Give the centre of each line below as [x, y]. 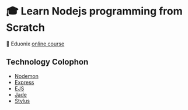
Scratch [25, 28]
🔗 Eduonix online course [35, 44]
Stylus [22, 101]
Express [24, 82]
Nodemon [27, 76]
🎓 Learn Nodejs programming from [94, 11]
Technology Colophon [47, 62]
